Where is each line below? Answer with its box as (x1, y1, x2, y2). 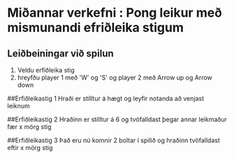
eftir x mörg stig (7, 144, 53, 151)
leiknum (7, 102, 30, 109)
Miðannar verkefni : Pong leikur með (7, 5, 222, 21)
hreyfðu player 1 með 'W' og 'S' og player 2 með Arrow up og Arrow (17, 73, 213, 82)
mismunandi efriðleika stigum (7, 20, 184, 36)
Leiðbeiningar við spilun (7, 47, 114, 59)
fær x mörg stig (7, 123, 52, 130)
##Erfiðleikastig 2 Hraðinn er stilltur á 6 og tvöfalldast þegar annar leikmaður (7, 115, 228, 123)
